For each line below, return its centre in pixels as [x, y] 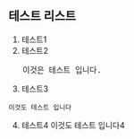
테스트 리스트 [42, 16]
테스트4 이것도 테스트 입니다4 [73, 125]
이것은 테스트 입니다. [62, 69]
